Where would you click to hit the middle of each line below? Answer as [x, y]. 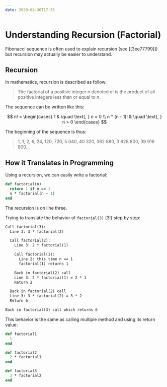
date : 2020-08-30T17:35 [30, 10]
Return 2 [23, 282]
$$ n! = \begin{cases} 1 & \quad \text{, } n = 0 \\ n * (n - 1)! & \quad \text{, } [85, 117]
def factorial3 [21, 371]
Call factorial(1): [35, 254]
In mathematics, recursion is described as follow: [56, 82]
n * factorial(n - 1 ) [32, 193]
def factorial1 [21, 334]
